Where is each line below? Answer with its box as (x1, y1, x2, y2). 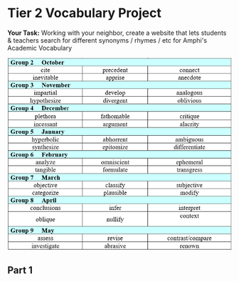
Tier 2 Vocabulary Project (7, 5, 161, 21)
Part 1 (7, 265, 33, 276)
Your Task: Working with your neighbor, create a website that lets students (7, 28, 227, 37)
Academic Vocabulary (7, 43, 73, 52)
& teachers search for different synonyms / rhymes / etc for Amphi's (7, 36, 208, 44)
